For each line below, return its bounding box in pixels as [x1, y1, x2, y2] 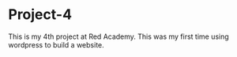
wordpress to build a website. [8, 40, 104, 49]
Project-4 [8, 6, 73, 24]
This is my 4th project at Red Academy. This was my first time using [8, 32, 229, 41]
